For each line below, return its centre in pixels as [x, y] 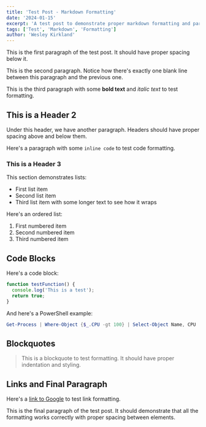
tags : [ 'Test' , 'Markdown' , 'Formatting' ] [61, 29]
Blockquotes [31, 343]
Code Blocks [31, 258]
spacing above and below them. [47, 136]
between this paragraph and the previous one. [65, 77]
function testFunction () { [41, 285]
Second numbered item [45, 233]
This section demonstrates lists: [47, 177]
